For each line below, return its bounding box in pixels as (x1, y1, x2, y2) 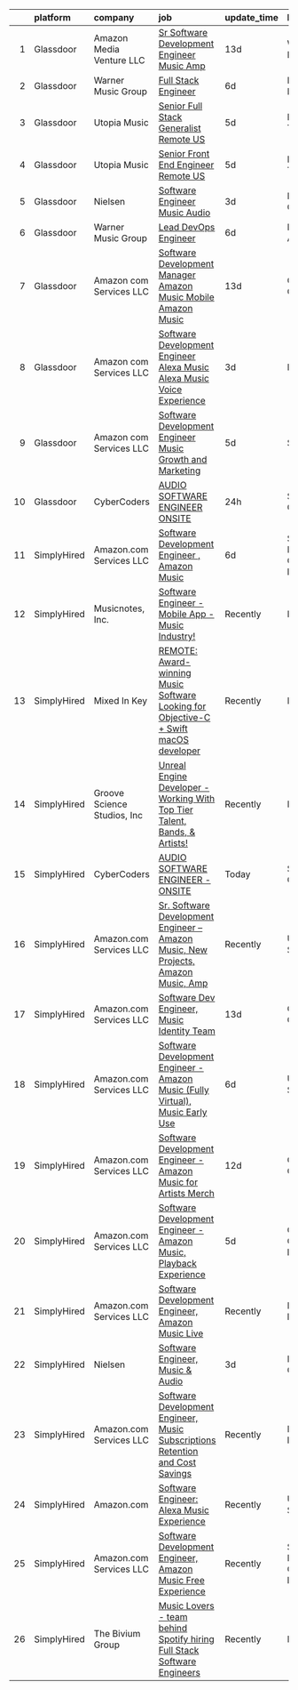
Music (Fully (158, 1084, 210, 1096)
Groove (93, 787, 124, 799)
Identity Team (158, 1025, 216, 1037)
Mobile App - (158, 608, 215, 620)
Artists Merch (158, 1187, 215, 1199)
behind (158, 1622, 188, 1634)
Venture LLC (93, 54, 145, 66)
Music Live (158, 1327, 204, 1340)
